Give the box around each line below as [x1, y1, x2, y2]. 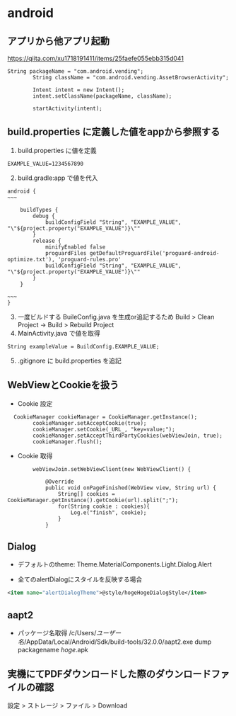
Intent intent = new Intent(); [33, 86, 125, 93]
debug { [33, 212, 55, 220]
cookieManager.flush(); [33, 438, 102, 445]
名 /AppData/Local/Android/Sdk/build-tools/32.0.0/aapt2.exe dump [17, 637, 212, 646]
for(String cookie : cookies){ [57, 503, 151, 510]
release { [33, 237, 61, 244]
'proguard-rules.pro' [57, 256, 122, 263]
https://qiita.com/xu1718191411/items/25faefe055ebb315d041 [7, 55, 184, 62]
